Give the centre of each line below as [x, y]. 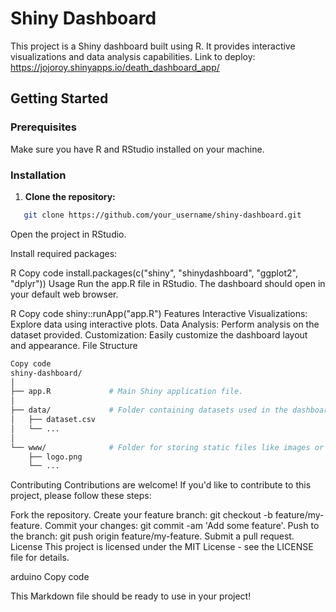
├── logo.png [55, 457]
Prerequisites [43, 127]
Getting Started [59, 98]
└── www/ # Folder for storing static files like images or [167, 447]
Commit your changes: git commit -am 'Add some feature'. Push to [182, 526]
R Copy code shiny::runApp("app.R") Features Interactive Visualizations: [159, 313]
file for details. [40, 558]
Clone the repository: [70, 196]
